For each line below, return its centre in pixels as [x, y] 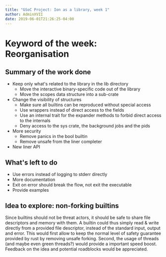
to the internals [35, 121]
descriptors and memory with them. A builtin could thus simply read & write [82, 223]
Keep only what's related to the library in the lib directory [70, 84]
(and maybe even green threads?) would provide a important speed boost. [81, 244]
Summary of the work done [48, 72]
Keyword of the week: [51, 43]
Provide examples [30, 190]
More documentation [34, 180]
